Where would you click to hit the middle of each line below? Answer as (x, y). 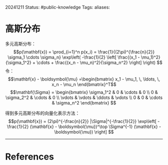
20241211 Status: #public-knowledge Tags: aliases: (57, 7)
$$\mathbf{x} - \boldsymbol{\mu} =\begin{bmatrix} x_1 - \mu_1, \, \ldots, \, (84, 79)
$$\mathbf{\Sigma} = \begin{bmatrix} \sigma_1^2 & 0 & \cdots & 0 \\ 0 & (84, 92)
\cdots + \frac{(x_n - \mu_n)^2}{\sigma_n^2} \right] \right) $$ (99, 62)
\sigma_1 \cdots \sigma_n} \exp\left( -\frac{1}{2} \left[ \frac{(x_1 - (73, 57)
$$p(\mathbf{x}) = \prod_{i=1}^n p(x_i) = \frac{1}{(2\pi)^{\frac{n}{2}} (84, 51)
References (29, 157)
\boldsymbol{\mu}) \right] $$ (84, 131)
